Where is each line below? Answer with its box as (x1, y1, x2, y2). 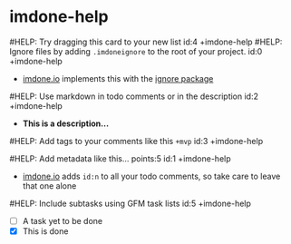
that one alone (22, 180, 77, 191)
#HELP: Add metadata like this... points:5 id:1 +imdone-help (9, 152, 231, 164)
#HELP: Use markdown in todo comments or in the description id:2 (9, 91, 259, 102)
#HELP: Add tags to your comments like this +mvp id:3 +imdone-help (9, 135, 264, 146)
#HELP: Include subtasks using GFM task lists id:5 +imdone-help (9, 198, 252, 209)
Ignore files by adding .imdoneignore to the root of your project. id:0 (9, 45, 263, 56)
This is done (22, 226, 69, 237)
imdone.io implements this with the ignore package (22, 73, 214, 83)
